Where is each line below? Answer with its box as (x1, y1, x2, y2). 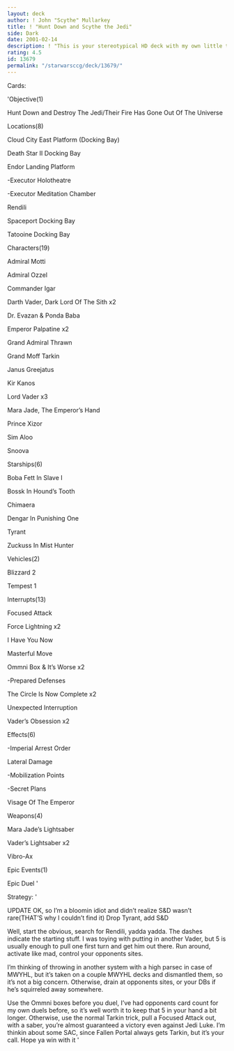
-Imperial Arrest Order (7, 744, 71, 752)
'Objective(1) (7, 95, 44, 103)
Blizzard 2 (7, 568, 36, 576)
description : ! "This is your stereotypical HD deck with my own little (7, 43, 223, 50)
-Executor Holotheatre (7, 176, 72, 184)
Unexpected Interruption (7, 703, 78, 712)
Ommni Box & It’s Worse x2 (7, 662, 85, 671)
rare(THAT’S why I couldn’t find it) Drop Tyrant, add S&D (7, 914, 169, 922)
